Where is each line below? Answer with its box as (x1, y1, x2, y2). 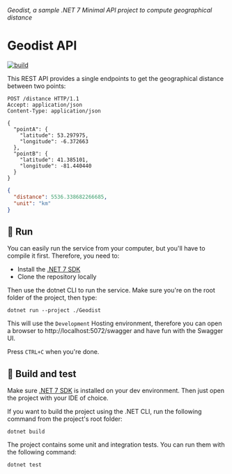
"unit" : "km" (13, 200, 52, 207)
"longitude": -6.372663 (20, 138, 89, 145)
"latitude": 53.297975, (20, 132, 89, 139)
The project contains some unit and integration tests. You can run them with (7, 440, 225, 449)
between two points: (7, 82, 66, 90)
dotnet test (7, 461, 42, 468)
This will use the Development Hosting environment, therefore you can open (7, 319, 222, 327)
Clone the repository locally (17, 272, 97, 281)
